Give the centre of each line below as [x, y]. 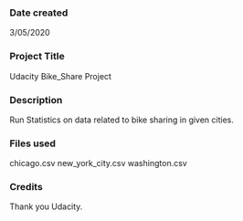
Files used [33, 143]
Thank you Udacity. [46, 206]
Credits [26, 187]
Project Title [37, 57]
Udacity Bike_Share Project [61, 76]
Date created [39, 13]
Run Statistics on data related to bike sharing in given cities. [122, 120]
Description [36, 100]
